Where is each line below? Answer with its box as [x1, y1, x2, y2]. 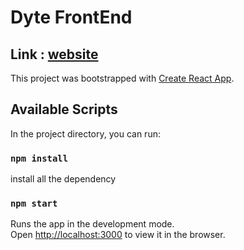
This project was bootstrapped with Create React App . [10, 72, 235, 84]
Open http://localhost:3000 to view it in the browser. [10, 229, 226, 241]
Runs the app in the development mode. [10, 218, 175, 230]
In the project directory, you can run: [10, 127, 161, 140]
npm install [10, 152, 69, 164]
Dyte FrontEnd [10, 6, 133, 29]
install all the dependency [10, 173, 117, 185]
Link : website [10, 46, 99, 63]
